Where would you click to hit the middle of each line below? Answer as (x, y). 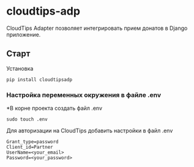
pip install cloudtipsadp (39, 80)
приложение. (24, 34)
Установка (20, 68)
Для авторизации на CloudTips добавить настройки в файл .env (90, 131)
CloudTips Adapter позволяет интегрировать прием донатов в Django (97, 28)
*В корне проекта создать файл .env (54, 108)
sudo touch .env (27, 119)
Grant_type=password (33, 142)
